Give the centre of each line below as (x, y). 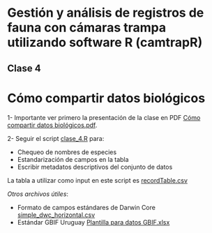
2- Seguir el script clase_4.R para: (56, 138)
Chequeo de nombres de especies (67, 152)
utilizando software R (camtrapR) (105, 43)
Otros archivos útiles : (38, 194)
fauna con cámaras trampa (86, 28)
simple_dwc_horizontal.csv (56, 215)
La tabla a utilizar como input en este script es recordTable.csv (98, 180)
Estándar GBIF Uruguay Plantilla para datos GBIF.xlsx (93, 222)
